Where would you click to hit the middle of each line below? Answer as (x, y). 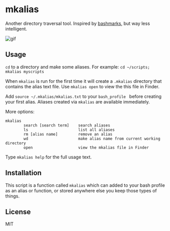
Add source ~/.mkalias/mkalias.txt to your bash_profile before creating (83, 96)
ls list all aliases (69, 130)
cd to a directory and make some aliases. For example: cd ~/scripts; (78, 67)
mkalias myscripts (25, 72)
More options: (20, 111)
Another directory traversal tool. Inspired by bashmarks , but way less (78, 23)
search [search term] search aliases (67, 125)
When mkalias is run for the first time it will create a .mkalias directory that (83, 81)
